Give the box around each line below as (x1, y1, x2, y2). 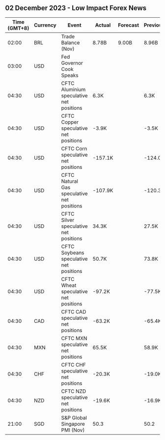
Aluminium (61, 86, 86, 93)
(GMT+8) (7, 25, 29, 32)
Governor (61, 59, 83, 66)
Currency (33, 22, 56, 29)
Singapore (61, 420, 85, 427)
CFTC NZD (61, 388, 86, 395)
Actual (95, 22, 111, 29)
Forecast (117, 22, 139, 29)
